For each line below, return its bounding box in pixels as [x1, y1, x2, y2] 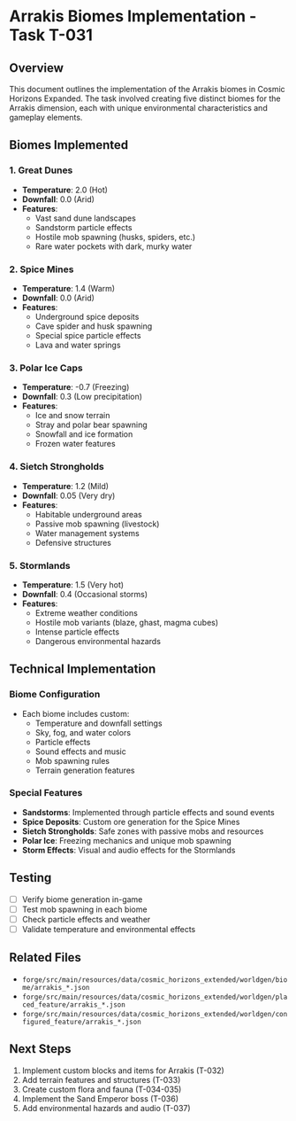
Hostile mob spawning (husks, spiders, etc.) [34, 231, 196, 242]
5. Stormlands [9, 559, 71, 572]
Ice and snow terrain [34, 410, 110, 421]
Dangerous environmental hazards [34, 635, 162, 646]
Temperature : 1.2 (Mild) [21, 480, 109, 491]
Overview [9, 60, 65, 75]
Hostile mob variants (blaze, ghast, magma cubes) [34, 617, 219, 627]
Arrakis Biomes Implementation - [9, 6, 257, 27]
